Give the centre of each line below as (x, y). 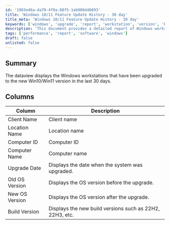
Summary (21, 63)
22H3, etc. (61, 215)
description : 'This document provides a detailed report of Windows (79, 29)
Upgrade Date (25, 168)
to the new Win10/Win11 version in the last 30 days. (58, 81)
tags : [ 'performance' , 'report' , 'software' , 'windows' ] (67, 33)
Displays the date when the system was (95, 165)
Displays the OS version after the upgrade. (99, 197)
